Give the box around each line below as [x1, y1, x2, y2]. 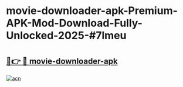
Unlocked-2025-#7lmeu [6, 29, 127, 42]
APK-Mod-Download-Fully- [6, 16, 143, 30]
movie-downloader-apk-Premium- [6, 4, 178, 18]
